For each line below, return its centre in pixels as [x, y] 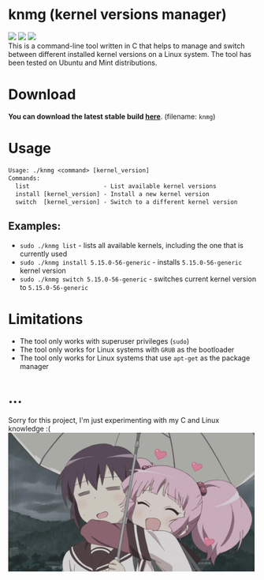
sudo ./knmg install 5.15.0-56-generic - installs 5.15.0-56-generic [131, 262]
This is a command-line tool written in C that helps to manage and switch [127, 46]
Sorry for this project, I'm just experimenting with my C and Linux [114, 420]
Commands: [24, 178]
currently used [43, 254]
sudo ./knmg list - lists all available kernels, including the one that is [132, 245]
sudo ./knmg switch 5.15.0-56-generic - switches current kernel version [138, 279]
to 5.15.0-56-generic [54, 287]
